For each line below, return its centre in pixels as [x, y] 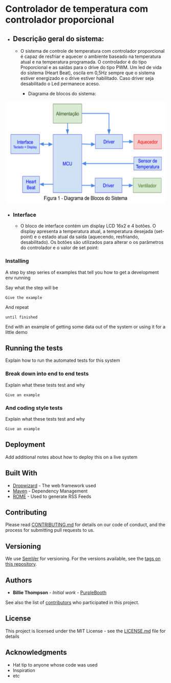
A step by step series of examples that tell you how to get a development [82, 272]
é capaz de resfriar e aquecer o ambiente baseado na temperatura [91, 56]
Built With [21, 473]
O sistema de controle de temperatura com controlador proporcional [92, 51]
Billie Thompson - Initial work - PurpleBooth [59, 593]
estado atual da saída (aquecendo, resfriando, [90, 237]
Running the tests [34, 348]
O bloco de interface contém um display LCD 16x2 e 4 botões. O [88, 226]
